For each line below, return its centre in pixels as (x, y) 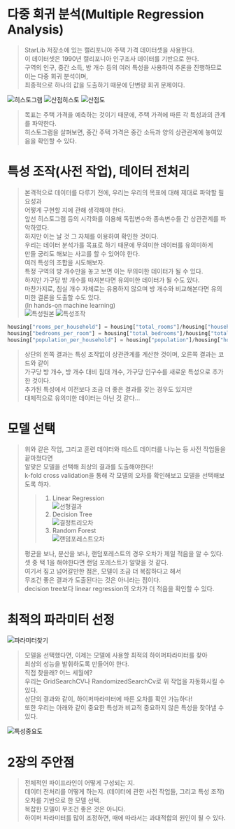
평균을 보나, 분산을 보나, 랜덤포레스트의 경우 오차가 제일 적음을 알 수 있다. (124, 554)
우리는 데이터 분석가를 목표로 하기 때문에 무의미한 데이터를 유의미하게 (119, 245)
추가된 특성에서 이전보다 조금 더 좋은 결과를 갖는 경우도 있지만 (108, 389)
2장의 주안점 (41, 762)
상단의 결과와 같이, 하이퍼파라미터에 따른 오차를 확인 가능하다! (108, 699)
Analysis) (36, 30)
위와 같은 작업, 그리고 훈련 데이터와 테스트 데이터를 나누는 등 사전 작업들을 (125, 449)
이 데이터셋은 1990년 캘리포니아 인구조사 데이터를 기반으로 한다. (112, 58)
